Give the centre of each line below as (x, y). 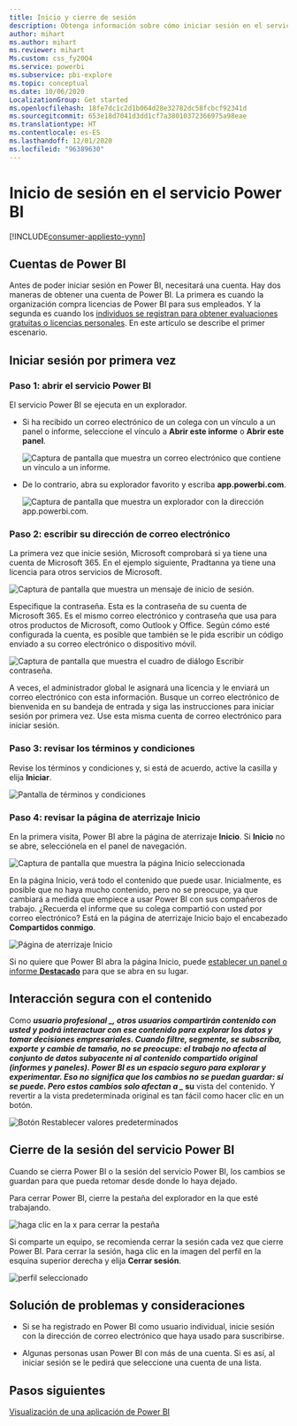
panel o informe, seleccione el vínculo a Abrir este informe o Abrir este (153, 431)
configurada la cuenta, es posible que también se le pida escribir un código (146, 635)
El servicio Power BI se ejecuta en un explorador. (98, 405)
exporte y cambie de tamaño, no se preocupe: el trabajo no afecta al (138, 1048)
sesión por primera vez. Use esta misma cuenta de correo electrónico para (145, 716)
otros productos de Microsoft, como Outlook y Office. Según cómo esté (140, 625)
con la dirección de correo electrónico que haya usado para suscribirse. (153, 1336)
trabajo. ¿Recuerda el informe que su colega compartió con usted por (136, 908)
